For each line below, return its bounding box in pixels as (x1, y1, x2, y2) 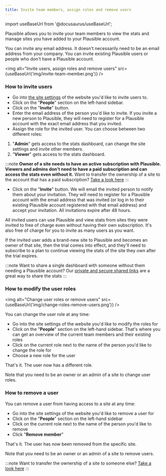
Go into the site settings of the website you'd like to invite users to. (12, 94, 148, 100)
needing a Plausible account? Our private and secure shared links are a (5, 267, 150, 273)
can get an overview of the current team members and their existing (12, 331, 151, 337)
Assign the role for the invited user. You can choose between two (12, 126, 146, 132)
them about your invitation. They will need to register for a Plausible (12, 191, 150, 197)
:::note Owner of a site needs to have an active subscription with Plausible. (5, 160, 161, 166)
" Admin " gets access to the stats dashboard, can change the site (12, 141, 146, 147)
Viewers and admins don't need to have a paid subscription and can (5, 166, 147, 172)
